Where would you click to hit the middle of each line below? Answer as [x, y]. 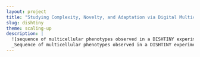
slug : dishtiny [25, 23]
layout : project [26, 12]
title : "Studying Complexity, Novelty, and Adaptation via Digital [92, 17]
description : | [25, 34]
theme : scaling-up [29, 28]
